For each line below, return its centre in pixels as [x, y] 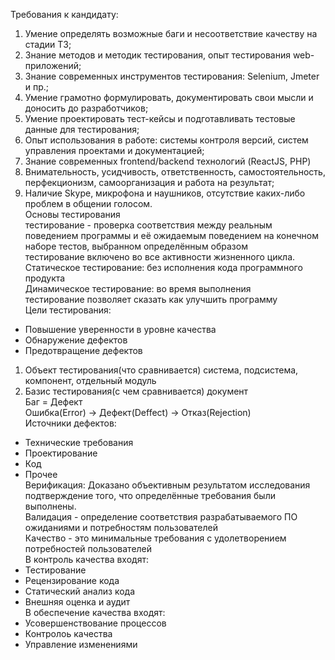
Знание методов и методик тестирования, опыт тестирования [157, 55]
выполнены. [50, 506]
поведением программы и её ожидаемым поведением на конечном [172, 235]
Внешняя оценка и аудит [77, 602]
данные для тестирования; [82, 129]
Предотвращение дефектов [83, 350]
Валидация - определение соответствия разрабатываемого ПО [161, 517]
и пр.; [37, 87]
